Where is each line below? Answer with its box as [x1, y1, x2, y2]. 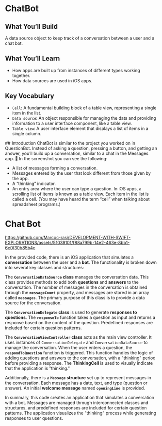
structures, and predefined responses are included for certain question [5, 405, 147, 410]
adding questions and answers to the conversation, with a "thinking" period [5, 355, 156, 361]
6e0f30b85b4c [5, 244, 35, 251]
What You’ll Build [5, 22, 58, 31]
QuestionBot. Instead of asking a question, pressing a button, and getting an [5, 145, 158, 151]
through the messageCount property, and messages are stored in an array [5, 289, 149, 295]
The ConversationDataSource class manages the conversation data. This [5, 274, 149, 280]
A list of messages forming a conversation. [12, 165, 98, 171]
